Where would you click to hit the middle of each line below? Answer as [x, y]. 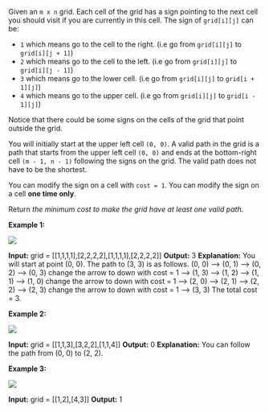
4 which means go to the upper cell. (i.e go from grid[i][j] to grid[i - [138, 95]
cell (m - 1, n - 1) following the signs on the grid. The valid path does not [132, 161]
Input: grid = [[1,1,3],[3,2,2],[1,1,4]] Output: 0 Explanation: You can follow [129, 344]
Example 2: [27, 314]
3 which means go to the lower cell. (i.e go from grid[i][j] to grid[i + [137, 78]
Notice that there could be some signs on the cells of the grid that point [126, 119]
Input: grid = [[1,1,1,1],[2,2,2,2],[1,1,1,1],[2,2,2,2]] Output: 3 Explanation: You [132, 255]
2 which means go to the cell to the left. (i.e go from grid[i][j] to [128, 61]
